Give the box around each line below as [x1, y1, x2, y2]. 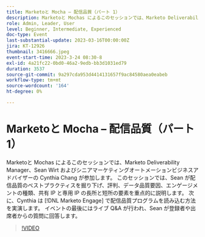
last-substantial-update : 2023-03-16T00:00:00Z [6, 37, 130, 43]
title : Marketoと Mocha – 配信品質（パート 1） [6, 9, 120, 15]
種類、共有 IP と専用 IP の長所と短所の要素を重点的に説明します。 [22, 189, 187, 196]
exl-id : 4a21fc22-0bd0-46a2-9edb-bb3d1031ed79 [6, 60, 127, 66]
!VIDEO [21, 224, 40, 232]
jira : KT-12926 [6, 43, 45, 49]
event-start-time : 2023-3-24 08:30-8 [6, 54, 103, 60]
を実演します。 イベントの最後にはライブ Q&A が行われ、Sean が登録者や [6, 204, 191, 211]
